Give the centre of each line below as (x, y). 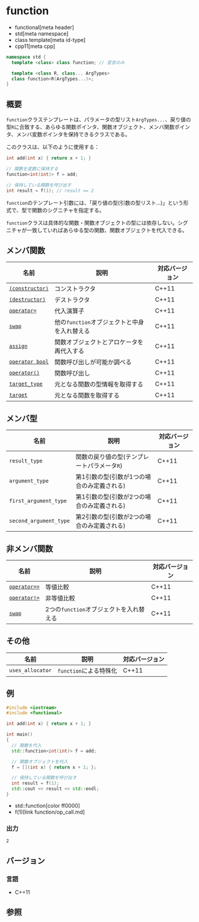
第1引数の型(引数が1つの (110, 477)
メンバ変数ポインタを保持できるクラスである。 (73, 134)
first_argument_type (38, 501)
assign (18, 346)
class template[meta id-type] (50, 40)
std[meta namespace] (41, 33)
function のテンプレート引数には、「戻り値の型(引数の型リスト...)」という (95, 203)
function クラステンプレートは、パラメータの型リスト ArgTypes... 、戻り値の (99, 120)
